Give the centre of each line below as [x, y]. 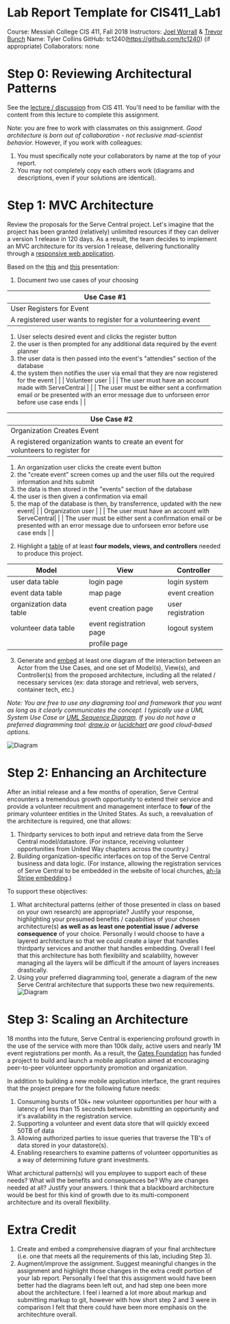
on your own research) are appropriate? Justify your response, [105, 911]
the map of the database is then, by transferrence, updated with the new [119, 503]
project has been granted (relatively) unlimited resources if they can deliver [113, 232]
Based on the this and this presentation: [63, 267]
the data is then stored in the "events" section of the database [105, 489]
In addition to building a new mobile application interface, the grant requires [114, 1081]
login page [106, 582]
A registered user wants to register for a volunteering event [105, 319]
